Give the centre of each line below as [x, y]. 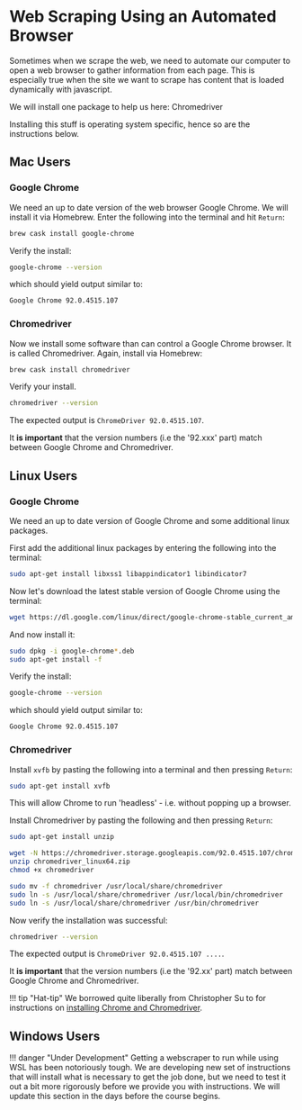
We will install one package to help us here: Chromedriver [116, 106]
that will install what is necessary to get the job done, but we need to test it [148, 1077]
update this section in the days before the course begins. [115, 1096]
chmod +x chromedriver [52, 871]
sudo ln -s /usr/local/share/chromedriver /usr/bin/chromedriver [134, 903]
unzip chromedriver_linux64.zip [70, 862]
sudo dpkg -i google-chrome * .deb [72, 651]
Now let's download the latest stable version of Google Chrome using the [145, 591]
